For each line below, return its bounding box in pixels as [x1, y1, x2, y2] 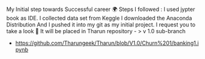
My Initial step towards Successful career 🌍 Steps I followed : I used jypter [6, 6, 195, 13]
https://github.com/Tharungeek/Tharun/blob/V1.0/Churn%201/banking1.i [15, 39, 199, 47]
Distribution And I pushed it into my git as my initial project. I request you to [6, 21, 196, 28]
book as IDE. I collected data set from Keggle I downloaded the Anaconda [6, 15, 193, 22]
